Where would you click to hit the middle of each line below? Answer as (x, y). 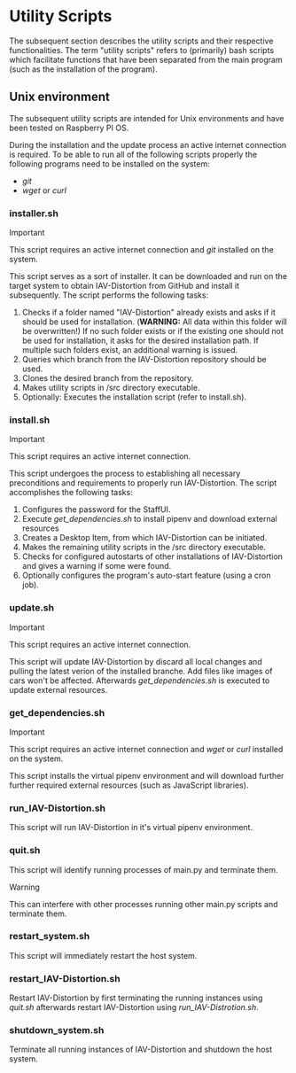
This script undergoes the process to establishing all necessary (125, 474)
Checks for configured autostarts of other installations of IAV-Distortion (152, 556)
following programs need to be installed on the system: (109, 163)
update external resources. (58, 689)
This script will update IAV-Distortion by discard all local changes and (136, 661)
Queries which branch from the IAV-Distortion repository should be (144, 360)
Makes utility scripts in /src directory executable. (111, 388)
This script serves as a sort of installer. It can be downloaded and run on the (148, 276)
